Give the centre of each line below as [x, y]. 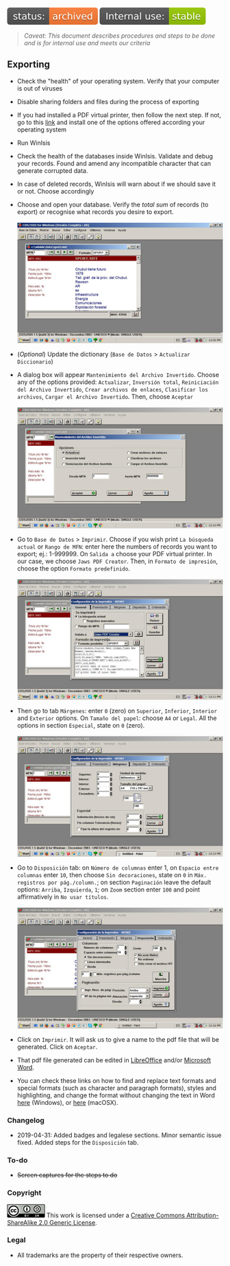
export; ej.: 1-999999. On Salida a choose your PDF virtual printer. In [114, 553]
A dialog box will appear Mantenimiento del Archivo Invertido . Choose [118, 375]
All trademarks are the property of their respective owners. [100, 1255]
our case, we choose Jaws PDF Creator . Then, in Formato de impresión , [117, 561]
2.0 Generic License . [68, 1222]
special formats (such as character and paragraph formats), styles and [117, 1088]
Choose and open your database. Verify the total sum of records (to [113, 204]
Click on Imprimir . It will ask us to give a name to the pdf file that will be [118, 1039]
